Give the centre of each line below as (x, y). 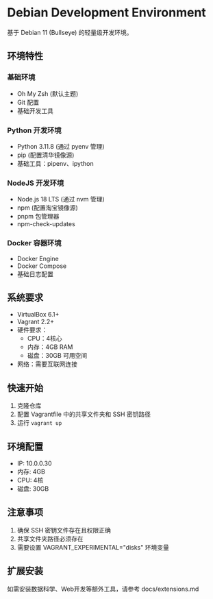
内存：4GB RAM (50, 347)
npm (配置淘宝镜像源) (48, 208)
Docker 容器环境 (34, 243)
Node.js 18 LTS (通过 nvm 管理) (61, 199)
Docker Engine (38, 258)
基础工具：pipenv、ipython (55, 163)
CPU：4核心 (45, 339)
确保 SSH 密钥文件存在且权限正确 (64, 530)
